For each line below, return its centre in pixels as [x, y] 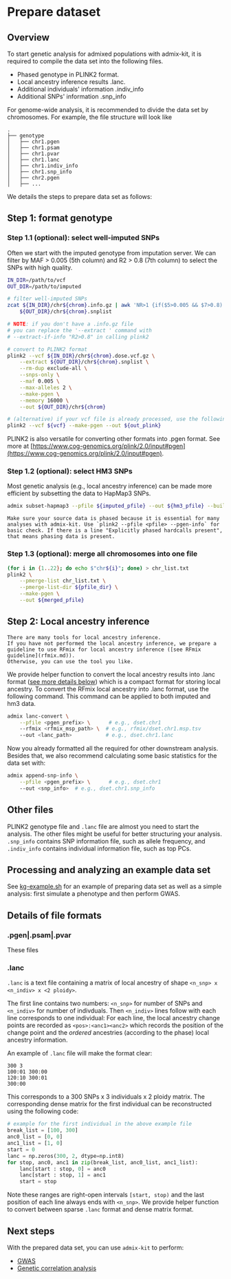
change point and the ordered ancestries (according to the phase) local [108, 1033]
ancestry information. [37, 1040]
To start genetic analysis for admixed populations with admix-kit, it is [104, 54]
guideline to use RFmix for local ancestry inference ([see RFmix [104, 649]
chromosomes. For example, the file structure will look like [90, 117]
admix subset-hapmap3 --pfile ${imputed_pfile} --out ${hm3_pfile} [106, 506]
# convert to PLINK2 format [47, 349]
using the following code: [43, 1111]
